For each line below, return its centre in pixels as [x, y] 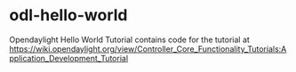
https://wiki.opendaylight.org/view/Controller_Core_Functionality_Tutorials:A [148, 48]
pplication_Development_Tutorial [69, 58]
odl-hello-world [68, 15]
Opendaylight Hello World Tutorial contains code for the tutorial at [130, 40]
